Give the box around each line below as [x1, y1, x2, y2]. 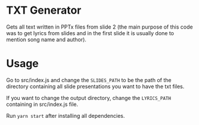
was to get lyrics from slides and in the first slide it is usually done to [6, 29, 175, 36]
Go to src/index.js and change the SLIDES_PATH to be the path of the [6, 76, 172, 83]
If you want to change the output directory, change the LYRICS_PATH [6, 94, 172, 101]
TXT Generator [6, 4, 82, 17]
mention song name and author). [6, 36, 86, 43]
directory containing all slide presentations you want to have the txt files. [6, 83, 185, 90]
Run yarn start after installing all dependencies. [6, 112, 125, 119]
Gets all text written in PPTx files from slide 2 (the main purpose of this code [6, 23, 193, 30]
